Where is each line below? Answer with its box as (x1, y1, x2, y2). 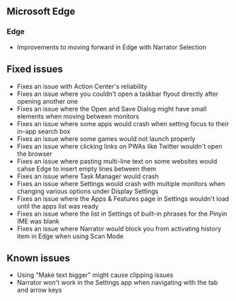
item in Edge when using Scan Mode (16, 232, 124, 240)
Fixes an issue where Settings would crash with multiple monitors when (16, 179, 225, 188)
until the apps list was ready (16, 202, 99, 210)
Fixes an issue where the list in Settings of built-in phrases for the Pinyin (16, 209, 228, 218)
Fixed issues (6, 63, 64, 75)
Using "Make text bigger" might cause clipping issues (16, 271, 174, 279)
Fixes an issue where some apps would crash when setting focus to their (16, 119, 230, 128)
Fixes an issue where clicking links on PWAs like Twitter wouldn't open (16, 142, 223, 150)
